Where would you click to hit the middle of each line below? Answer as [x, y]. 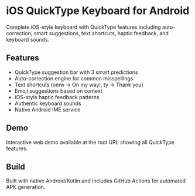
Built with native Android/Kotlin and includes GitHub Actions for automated [96, 181]
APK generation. [26, 187]
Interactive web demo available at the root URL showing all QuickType [90, 142]
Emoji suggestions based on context [58, 91]
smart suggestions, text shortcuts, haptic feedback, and [101, 33]
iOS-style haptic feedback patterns [57, 97]
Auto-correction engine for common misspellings [74, 78]
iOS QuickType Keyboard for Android [98, 11]
